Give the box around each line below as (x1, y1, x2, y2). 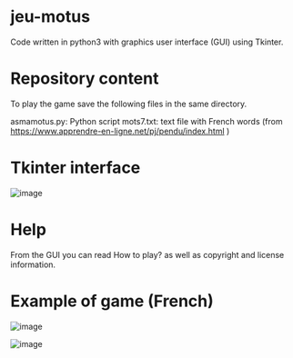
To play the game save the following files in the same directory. (10, 98, 248, 109)
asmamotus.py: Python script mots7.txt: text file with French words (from (10, 115, 283, 126)
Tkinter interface (10, 157, 141, 178)
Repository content (10, 68, 159, 89)
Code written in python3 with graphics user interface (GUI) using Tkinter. (10, 36, 284, 47)
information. (10, 259, 56, 270)
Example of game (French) (10, 291, 215, 311)
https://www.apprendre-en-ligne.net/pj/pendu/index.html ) (10, 125, 230, 136)
